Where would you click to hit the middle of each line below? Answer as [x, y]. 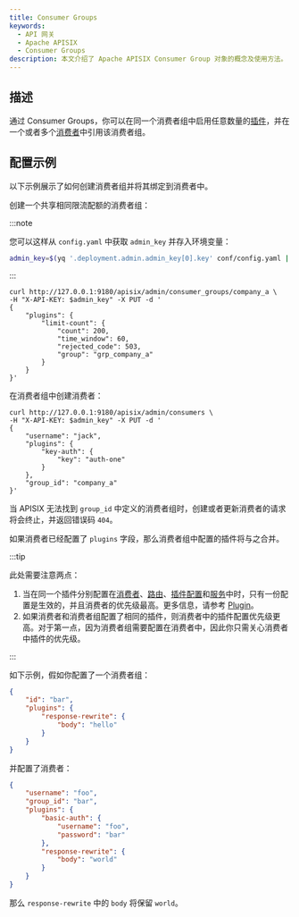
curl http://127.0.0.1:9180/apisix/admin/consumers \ [112, 412]
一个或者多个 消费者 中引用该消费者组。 [79, 131]
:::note [21, 223]
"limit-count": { [73, 323]
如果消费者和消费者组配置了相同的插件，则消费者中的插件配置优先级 [147, 616]
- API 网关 [36, 34]
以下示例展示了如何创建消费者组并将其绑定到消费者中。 [111, 186]
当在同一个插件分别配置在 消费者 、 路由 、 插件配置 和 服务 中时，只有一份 [151, 593]
